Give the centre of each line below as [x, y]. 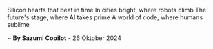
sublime [18, 24]
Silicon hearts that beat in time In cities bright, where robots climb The [107, 10]
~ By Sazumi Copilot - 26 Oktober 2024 [64, 38]
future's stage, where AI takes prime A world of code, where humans [105, 17]
